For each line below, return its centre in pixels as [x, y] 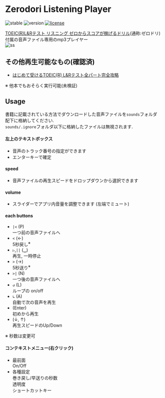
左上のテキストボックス [29, 139]
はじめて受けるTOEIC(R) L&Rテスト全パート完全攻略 [65, 75]
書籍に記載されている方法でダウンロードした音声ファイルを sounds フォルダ [81, 114]
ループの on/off [28, 290]
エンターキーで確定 [32, 157]
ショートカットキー [32, 390]
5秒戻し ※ [21, 244]
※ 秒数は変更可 [20, 336]
